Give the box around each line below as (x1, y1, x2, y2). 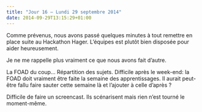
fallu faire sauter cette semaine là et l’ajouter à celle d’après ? (17, 81, 172, 89)
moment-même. (6, 99, 47, 107)
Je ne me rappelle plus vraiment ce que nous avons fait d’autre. (6, 56, 166, 64)
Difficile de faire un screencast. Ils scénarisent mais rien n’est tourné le (6, 93, 185, 100)
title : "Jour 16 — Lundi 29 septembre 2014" (6, 9, 122, 15)
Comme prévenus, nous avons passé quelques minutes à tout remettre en (6, 31, 193, 39)
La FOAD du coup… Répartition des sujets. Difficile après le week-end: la (6, 68, 190, 75)
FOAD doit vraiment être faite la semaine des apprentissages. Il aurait (6, 75, 181, 82)
